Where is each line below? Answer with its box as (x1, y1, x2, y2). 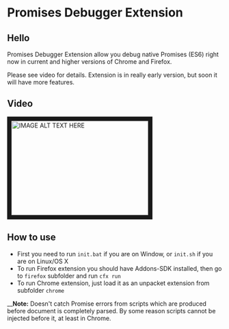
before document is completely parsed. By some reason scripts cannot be (7, 306, 216, 315)
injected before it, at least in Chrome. (7, 314, 111, 322)
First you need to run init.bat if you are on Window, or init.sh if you (16, 249, 213, 258)
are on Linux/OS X (16, 257, 69, 265)
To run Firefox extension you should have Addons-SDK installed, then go (16, 264, 222, 272)
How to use (7, 232, 56, 243)
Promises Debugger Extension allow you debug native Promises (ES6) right (7, 50, 219, 58)
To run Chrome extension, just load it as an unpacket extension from (16, 279, 210, 287)
